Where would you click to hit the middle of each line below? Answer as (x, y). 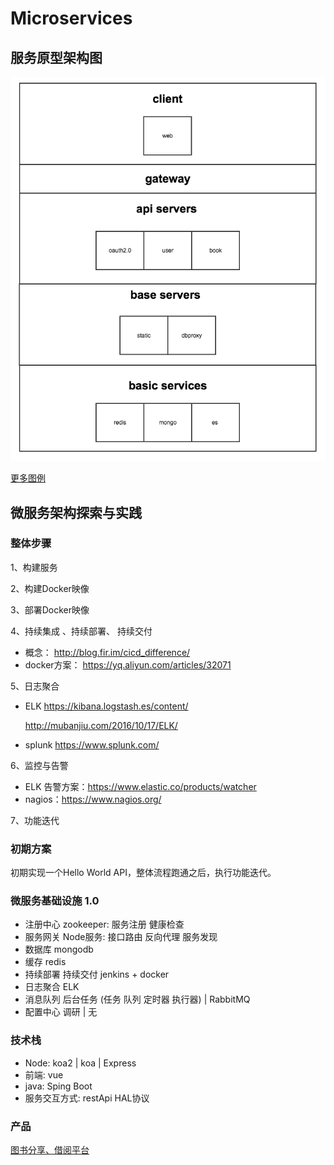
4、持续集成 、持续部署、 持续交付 (81, 631)
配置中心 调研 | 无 (61, 1012)
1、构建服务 (34, 567)
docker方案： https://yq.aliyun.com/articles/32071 (128, 664)
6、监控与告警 (39, 765)
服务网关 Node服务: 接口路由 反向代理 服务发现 (121, 937)
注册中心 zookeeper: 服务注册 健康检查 (104, 924)
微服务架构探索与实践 (76, 512)
